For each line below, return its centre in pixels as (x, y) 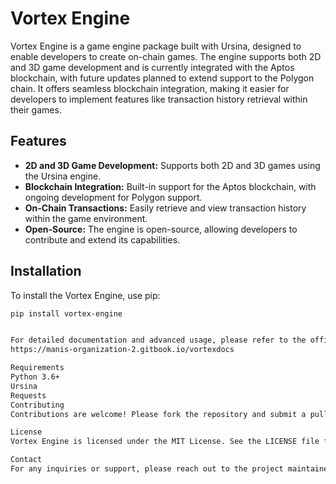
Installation (46, 271)
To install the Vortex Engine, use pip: (85, 295)
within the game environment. (86, 218)
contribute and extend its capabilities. (102, 239)
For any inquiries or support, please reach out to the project (147, 469)
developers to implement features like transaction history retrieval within (159, 99)
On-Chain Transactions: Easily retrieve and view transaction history (165, 208)
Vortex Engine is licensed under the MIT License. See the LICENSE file (165, 442)
